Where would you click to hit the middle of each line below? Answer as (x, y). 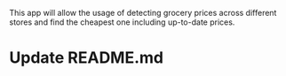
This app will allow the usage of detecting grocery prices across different (143, 13)
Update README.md (87, 58)
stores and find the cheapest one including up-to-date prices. (122, 22)
